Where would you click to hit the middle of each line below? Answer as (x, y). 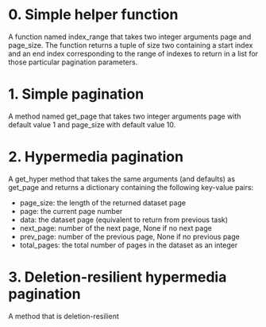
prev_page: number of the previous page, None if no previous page (129, 236)
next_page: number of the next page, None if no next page (116, 228)
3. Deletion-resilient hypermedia (118, 277)
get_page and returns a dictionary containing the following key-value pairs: (131, 187)
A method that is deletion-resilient (64, 316)
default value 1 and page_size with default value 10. (92, 124)
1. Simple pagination (76, 94)
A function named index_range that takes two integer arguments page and (130, 37)
